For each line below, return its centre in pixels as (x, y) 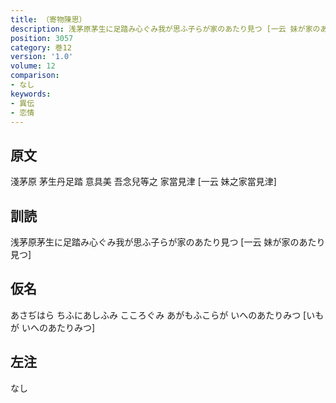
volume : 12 (33, 66)
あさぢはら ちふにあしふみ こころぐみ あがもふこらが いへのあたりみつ (156, 315)
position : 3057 (42, 38)
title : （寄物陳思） (48, 19)
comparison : (35, 76)
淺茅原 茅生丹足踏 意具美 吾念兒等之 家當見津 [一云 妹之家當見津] (143, 182)
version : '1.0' (42, 57)
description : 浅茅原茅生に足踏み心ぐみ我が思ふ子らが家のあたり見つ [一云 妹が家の (165, 29)
